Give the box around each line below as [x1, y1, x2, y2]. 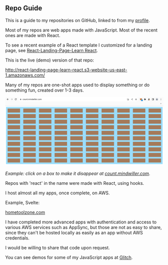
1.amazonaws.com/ [5, 72, 45, 78]
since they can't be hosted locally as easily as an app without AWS [5, 230, 143, 236]
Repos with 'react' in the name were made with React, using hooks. [5, 180, 144, 186]
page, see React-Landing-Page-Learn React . [5, 47, 98, 53]
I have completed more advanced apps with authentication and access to [5, 219, 157, 225]
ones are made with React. [5, 32, 61, 38]
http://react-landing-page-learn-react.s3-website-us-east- [5, 67, 127, 73]
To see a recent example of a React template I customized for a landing [5, 42, 152, 48]
